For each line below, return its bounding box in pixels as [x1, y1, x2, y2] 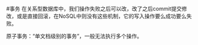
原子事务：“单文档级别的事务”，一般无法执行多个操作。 [6, 33, 143, 40]
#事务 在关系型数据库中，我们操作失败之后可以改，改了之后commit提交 [6, 5, 182, 12]
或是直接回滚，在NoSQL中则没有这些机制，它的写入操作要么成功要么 [16, 12, 187, 20]
